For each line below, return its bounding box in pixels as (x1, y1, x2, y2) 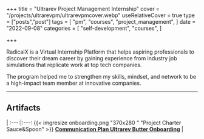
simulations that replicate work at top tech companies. (6, 61, 142, 68)
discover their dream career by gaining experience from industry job (6, 55, 177, 62)
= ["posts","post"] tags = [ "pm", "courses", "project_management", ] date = (6, 18, 196, 25)
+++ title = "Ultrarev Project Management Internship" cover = (6, 5, 160, 12)
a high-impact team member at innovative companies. (6, 79, 141, 87)
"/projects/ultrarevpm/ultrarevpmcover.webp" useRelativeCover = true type (6, 12, 195, 19)
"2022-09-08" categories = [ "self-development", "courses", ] (6, 24, 162, 32)
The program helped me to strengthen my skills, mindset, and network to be (6, 73, 196, 80)
